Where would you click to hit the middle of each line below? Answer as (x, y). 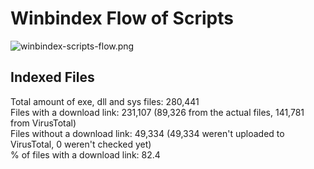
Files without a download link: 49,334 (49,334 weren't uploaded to (147, 133)
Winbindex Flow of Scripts (122, 18)
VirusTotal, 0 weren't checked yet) (81, 144)
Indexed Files (52, 77)
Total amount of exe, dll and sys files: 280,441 (105, 101)
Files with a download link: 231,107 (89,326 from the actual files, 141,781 (157, 112)
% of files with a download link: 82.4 (85, 154)
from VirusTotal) (43, 123)
